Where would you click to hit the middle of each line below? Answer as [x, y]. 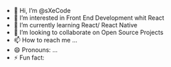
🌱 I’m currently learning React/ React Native [75, 25]
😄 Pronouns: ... [36, 50]
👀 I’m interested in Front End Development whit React [89, 18]
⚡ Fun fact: [29, 57]
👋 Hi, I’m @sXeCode [42, 11]
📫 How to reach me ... [45, 40]
